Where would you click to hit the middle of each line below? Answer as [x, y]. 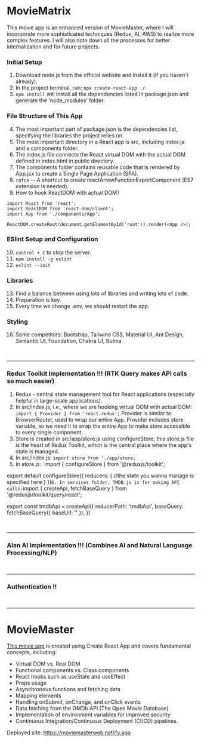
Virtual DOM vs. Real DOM [48, 664]
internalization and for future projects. [53, 47]
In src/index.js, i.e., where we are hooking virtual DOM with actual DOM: [104, 407]
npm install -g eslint [44, 259]
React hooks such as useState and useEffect [70, 677]
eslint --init [33, 265]
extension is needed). [42, 186]
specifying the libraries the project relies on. [69, 135]
